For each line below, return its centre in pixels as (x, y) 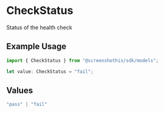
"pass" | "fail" (27, 104)
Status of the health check (39, 27)
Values (20, 90)
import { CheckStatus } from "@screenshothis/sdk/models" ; (83, 60)
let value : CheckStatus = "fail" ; (50, 71)
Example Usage (36, 46)
